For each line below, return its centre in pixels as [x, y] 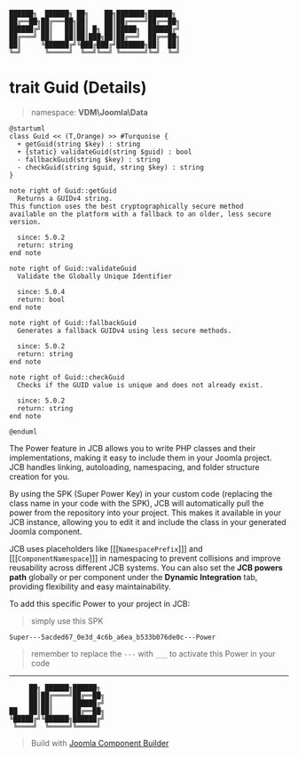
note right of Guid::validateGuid [73, 268]
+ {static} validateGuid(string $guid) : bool [105, 152]
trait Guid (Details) [78, 88]
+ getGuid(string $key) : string [79, 144]
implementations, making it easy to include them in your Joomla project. [141, 458]
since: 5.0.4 [41, 291]
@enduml [24, 432]
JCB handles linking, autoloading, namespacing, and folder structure [134, 466]
